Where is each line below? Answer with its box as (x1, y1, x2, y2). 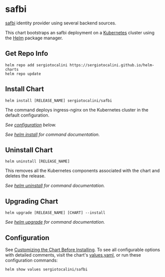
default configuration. (5, 112, 50, 118)
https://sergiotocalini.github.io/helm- (69, 62, 155, 68)
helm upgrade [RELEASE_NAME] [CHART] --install (5, 210, 106, 215)
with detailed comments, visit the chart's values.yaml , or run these (5, 252, 141, 258)
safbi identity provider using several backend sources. (5, 20, 117, 26)
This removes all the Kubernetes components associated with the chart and (5, 168, 160, 174)
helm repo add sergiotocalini (5, 62, 68, 68)
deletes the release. (5, 173, 46, 179)
